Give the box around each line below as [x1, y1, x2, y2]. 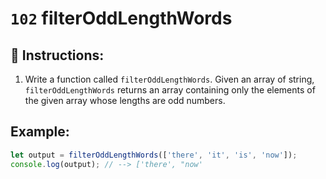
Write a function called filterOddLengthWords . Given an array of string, [24, 73, 315, 85]
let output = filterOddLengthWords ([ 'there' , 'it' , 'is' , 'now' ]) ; [10, 150, 298, 160]
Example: [10, 123, 70, 141]
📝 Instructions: [10, 47, 105, 64]
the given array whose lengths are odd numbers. [24, 95, 226, 106]
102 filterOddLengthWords [10, 7, 233, 30]
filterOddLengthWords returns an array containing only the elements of [24, 84, 316, 96]
